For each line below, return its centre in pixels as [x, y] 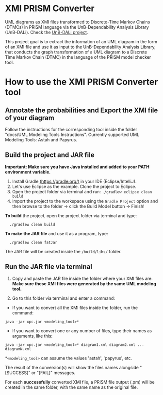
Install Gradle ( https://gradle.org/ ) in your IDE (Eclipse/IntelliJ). [74, 181]
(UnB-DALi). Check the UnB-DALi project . [47, 32]
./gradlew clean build [32, 224]
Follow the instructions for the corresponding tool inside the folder [71, 129]
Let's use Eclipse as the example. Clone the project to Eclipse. [74, 186]
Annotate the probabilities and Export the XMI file [81, 110]
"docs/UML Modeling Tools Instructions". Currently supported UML [72, 135]
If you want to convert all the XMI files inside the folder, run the [75, 308]
